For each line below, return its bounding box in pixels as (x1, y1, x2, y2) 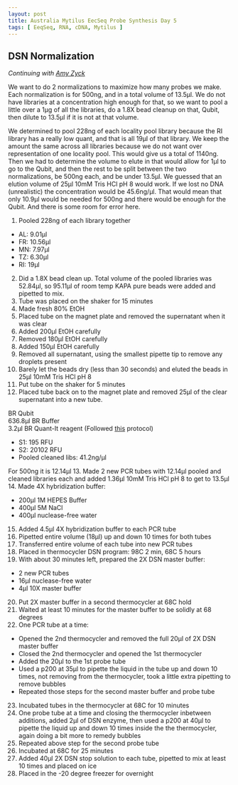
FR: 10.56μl (18, 238, 51, 246)
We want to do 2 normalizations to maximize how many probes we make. (8, 83, 222, 91)
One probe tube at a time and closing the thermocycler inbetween (18, 709, 212, 717)
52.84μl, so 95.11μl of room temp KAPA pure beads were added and (18, 282, 216, 291)
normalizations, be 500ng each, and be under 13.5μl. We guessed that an (8, 172, 222, 181)
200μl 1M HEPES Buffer (18, 496, 87, 504)
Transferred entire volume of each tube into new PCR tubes (18, 540, 193, 549)
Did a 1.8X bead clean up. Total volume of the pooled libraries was (18, 274, 212, 283)
